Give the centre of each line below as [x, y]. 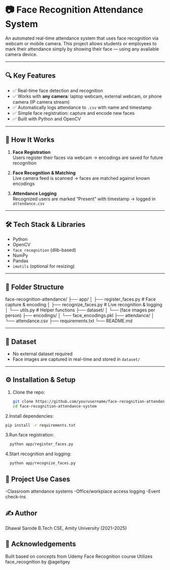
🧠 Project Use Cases [38, 479]
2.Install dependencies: [30, 416]
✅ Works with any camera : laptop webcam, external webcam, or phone [87, 96]
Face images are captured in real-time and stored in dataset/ [76, 359]
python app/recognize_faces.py [43, 463]
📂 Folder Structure [35, 287]
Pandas [20, 261]
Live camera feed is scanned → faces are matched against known [81, 178]
